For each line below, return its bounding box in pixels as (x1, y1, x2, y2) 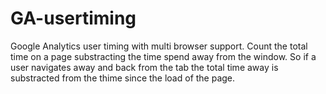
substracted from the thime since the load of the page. (10, 72, 236, 84)
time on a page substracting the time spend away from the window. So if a (10, 50, 317, 62)
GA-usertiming (10, 7, 137, 30)
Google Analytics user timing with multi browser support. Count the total (10, 40, 308, 52)
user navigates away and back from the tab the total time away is (10, 61, 279, 73)
